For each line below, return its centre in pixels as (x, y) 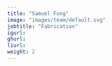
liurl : (16, 45)
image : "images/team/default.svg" (57, 20)
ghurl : (16, 39)
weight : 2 (21, 52)
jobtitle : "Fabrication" (43, 26)
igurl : (16, 33)
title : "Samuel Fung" (38, 13)
